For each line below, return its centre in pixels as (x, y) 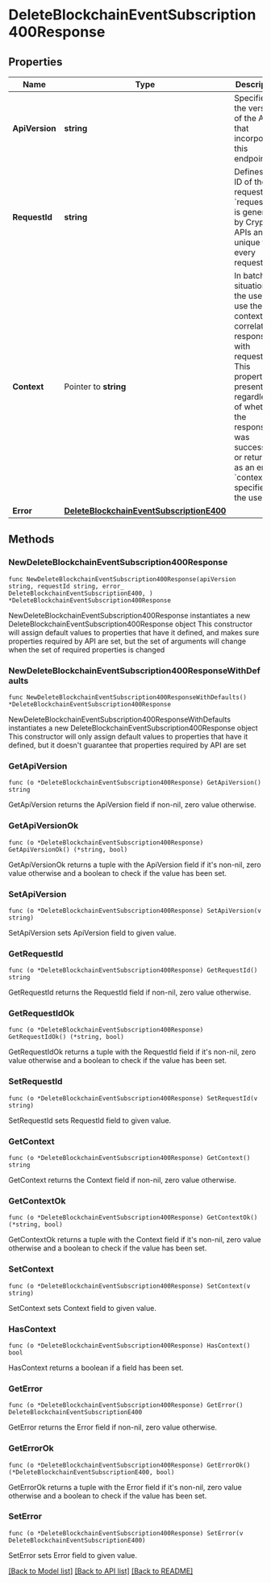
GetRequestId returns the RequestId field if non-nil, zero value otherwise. (130, 993)
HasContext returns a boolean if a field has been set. (96, 1367)
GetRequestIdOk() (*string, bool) (67, 1037)
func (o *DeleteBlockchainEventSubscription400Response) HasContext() (129, 1346)
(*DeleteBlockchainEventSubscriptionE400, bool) (92, 1472)
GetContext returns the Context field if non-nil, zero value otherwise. (122, 1180)
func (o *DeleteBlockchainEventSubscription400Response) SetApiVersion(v (135, 911)
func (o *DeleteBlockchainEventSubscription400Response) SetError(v (126, 1533)
